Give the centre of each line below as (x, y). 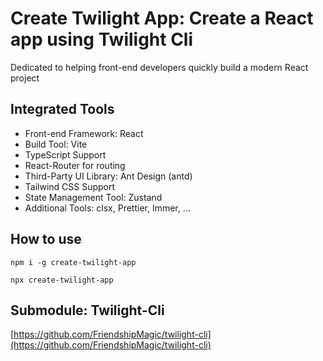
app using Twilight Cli (102, 39)
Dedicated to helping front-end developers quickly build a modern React (159, 67)
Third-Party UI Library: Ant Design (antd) (108, 176)
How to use (46, 239)
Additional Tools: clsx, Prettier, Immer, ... (107, 208)
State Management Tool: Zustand (93, 197)
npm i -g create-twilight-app (73, 262)
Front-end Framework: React (84, 133)
